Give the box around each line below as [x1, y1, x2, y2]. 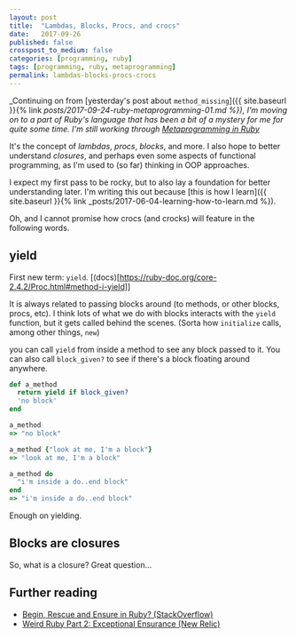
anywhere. [9, 363, 48, 373]
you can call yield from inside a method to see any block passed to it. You [9, 344, 281, 355]
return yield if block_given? [17, 388, 129, 397]
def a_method [9, 379, 58, 389]
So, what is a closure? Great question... [9, 559, 152, 570]
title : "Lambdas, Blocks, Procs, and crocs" [9, 21, 180, 30]
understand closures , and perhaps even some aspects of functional [9, 150, 256, 161]
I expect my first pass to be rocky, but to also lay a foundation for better [9, 177, 271, 187]
